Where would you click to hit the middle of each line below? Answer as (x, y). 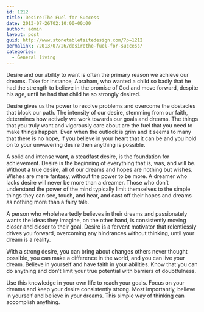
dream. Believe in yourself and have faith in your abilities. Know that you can (102, 264)
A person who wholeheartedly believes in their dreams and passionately (97, 213)
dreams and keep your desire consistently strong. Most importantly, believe (101, 289)
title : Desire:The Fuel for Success (53, 18)
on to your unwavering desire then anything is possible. (76, 144)
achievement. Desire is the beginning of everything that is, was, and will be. (101, 163)
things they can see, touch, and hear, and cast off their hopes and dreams (99, 195)
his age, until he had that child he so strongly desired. (74, 94)
